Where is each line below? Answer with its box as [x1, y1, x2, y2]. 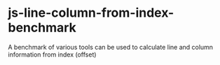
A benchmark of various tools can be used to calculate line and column [8, 43, 213, 51]
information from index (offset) [8, 50, 97, 59]
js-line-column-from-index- [8, 5, 174, 21]
